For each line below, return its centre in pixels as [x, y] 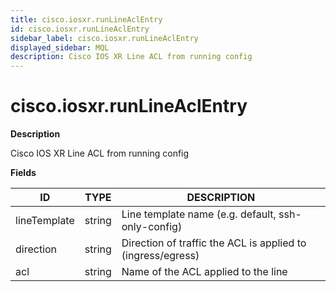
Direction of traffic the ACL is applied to [214, 243]
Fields [23, 173]
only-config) [152, 227]
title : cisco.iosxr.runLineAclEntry [86, 19]
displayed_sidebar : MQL [60, 47]
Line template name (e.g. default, [199, 214]
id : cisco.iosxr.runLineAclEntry [80, 29]
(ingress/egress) [160, 256]
